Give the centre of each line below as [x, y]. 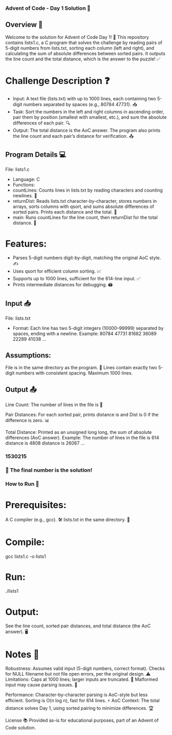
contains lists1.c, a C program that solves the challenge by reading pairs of [84, 43]
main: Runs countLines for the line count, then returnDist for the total [85, 218]
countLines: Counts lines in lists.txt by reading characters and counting [88, 190]
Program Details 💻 [36, 155]
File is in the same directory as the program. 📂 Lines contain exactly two [81, 368]
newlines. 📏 [25, 196]
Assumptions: [28, 355]
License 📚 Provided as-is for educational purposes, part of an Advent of [82, 720]
